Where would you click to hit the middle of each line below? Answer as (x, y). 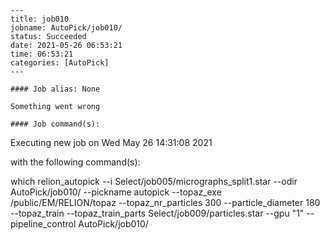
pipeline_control (43, 224)
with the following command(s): (75, 162)
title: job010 (40, 19)
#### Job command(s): (55, 124)
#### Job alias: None (55, 89)
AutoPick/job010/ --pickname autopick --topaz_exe (116, 192)
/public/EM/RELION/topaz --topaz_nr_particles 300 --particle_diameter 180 (165, 202)
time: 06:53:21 (42, 54)
